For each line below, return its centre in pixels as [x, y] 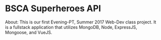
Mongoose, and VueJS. [29, 32]
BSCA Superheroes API [53, 9]
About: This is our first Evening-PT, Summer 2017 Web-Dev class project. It [81, 22]
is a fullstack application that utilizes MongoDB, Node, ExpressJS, [71, 27]
